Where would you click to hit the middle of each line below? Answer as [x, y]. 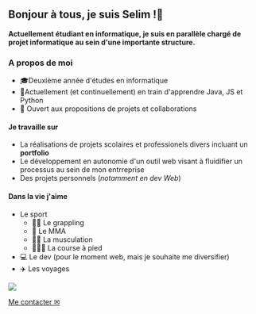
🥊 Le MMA [48, 231]
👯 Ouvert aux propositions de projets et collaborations [108, 109]
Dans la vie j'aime [38, 196]
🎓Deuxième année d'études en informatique [94, 81]
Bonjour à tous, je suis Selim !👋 [86, 15]
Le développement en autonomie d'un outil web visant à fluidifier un [131, 161]
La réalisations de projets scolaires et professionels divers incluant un [134, 144]
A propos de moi [41, 63]
